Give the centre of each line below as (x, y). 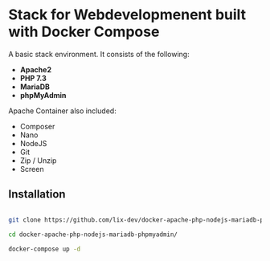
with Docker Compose (84, 32)
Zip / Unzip (38, 160)
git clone (25, 220)
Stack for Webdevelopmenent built (127, 15)
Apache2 (36, 69)
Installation (37, 194)
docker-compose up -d (45, 249)
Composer (37, 126)
